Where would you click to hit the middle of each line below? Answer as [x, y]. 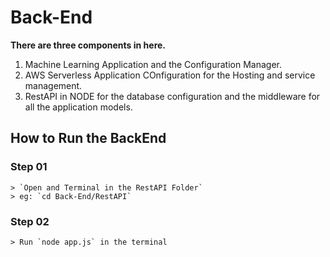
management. [53, 85]
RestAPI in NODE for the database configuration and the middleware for [172, 96]
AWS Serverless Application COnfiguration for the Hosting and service [170, 75]
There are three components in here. [88, 45]
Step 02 [30, 221]
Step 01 [29, 167]
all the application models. [78, 107]
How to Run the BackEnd [88, 138]
